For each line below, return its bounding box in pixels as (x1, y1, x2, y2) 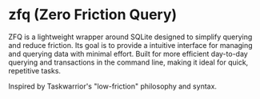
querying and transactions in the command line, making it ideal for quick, (8, 57, 249, 67)
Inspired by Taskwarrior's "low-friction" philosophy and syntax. (8, 81, 218, 91)
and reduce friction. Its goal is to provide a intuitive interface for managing (8, 40, 254, 49)
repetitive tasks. (8, 65, 62, 75)
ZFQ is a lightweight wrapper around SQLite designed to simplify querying (8, 32, 253, 42)
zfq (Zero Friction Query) (8, 6, 178, 24)
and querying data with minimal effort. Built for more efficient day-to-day (8, 49, 248, 58)
